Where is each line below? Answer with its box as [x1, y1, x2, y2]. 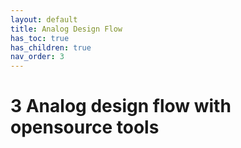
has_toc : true [10, 33, 70, 43]
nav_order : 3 [10, 52, 65, 62]
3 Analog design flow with [10, 95, 232, 118]
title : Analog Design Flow [10, 24, 123, 34]
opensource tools [10, 116, 160, 139]
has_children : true [10, 42, 92, 53]
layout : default [10, 14, 78, 25]
